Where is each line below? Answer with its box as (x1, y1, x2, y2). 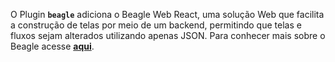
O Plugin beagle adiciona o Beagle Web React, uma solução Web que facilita (10, 9, 325, 20)
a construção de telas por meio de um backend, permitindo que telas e (10, 19, 302, 31)
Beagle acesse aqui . (10, 40, 95, 52)
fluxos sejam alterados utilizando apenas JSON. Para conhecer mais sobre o (10, 30, 326, 41)
